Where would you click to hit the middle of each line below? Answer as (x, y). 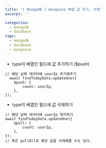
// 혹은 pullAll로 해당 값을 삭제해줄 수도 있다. (48, 141)
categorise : (17, 23)
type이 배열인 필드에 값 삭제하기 (42, 105)
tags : (10, 36)
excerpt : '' (17, 14)
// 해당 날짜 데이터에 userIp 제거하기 (39, 114)
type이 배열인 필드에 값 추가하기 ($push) (51, 64)
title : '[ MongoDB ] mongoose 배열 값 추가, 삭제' (54, 9)
